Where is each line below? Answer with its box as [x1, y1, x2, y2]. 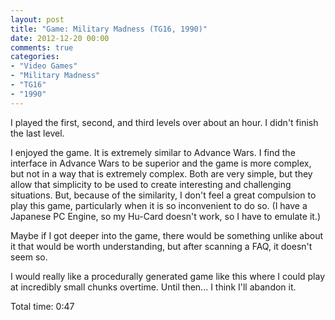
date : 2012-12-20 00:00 [10, 33, 110, 43]
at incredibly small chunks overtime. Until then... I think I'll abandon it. [10, 281, 297, 293]
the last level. [10, 127, 65, 139]
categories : [10, 52, 60, 62]
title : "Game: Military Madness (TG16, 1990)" [10, 24, 208, 34]
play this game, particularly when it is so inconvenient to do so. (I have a [10, 199, 308, 211]
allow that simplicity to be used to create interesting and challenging [10, 178, 292, 190]
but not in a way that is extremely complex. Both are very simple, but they [10, 167, 313, 180]
